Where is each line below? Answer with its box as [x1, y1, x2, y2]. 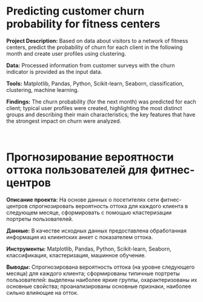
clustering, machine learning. [6, 86, 79, 93]
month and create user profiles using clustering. [6, 50, 126, 57]
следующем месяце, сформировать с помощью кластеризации [6, 209, 171, 216]
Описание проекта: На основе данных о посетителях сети [6, 195, 159, 203]
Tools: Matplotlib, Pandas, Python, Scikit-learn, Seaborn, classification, [6, 80, 184, 87]
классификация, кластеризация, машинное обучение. [6, 251, 147, 258]
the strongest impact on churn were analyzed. [6, 117, 122, 125]
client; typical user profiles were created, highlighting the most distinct [6, 104, 182, 111]
